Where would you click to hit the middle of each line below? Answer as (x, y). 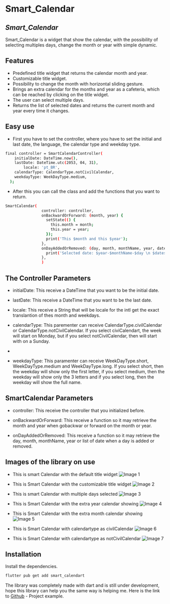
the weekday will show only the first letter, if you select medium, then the (89, 371)
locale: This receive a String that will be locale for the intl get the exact (86, 310)
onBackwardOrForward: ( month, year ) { (82, 215)
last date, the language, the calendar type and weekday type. (76, 144)
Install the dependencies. (32, 567)
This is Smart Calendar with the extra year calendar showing (76, 503)
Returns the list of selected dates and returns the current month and (83, 105)
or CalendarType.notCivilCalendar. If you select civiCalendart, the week (87, 330)
